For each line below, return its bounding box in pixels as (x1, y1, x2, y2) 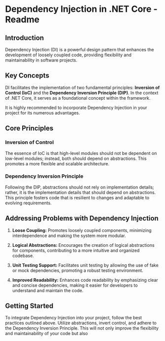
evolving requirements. (5, 200, 52, 206)
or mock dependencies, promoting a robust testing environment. (12, 267, 144, 273)
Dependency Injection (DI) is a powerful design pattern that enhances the (5, 47, 154, 52)
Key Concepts (5, 72, 49, 80)
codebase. (12, 253, 34, 259)
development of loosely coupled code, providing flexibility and (5, 52, 132, 58)
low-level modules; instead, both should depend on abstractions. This (5, 155, 147, 161)
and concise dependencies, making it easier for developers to (12, 282, 138, 288)
